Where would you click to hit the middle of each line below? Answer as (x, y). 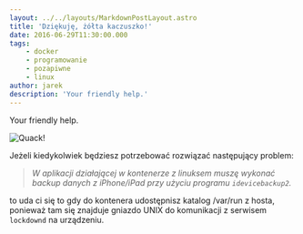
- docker (42, 52)
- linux (40, 77)
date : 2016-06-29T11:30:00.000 (69, 35)
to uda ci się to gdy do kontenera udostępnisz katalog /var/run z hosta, (142, 200)
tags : (20, 43)
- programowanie (57, 60)
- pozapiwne (48, 69)
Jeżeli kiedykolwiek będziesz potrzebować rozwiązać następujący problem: (151, 155)
